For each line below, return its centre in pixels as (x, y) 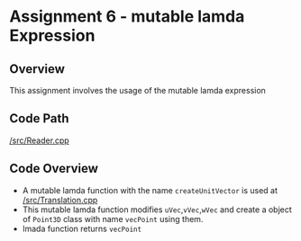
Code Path (39, 119)
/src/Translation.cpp (60, 200)
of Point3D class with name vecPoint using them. (113, 219)
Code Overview (54, 169)
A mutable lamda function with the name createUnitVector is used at (150, 190)
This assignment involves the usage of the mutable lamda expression (137, 90)
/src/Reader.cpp (39, 140)
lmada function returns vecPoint (82, 228)
